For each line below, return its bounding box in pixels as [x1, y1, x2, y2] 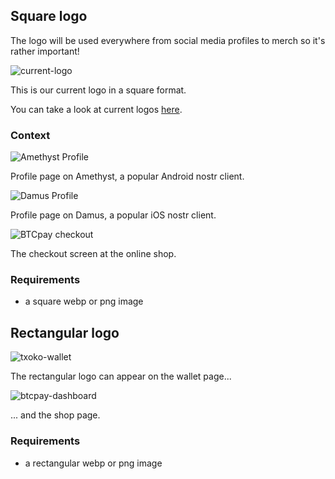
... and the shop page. [10, 409, 101, 421]
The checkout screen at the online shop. [10, 248, 177, 260]
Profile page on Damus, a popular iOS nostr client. [10, 209, 217, 221]
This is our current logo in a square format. [10, 84, 187, 96]
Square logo [10, 8, 88, 25]
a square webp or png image [24, 295, 144, 308]
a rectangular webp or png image [24, 457, 163, 469]
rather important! [10, 45, 80, 57]
